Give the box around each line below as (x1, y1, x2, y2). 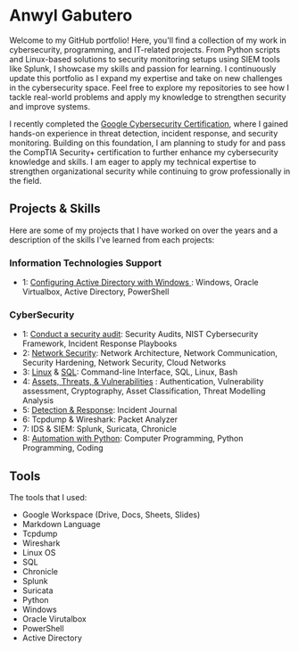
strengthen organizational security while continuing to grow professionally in (9, 166, 291, 177)
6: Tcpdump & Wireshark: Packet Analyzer (21, 414, 179, 425)
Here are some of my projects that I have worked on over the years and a (9, 225, 278, 235)
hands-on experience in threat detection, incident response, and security (9, 128, 278, 138)
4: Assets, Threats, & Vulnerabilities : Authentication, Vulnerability (21, 376, 264, 387)
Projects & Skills (9, 202, 101, 217)
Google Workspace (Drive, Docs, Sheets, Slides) (21, 509, 201, 520)
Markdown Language (21, 519, 101, 530)
